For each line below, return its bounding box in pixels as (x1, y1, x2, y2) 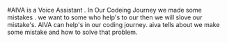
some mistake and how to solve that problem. (7, 28, 138, 36)
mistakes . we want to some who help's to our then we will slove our (7, 13, 203, 21)
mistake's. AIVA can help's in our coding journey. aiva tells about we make (7, 21, 220, 28)
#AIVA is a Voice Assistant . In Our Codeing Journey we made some (7, 6, 202, 14)
